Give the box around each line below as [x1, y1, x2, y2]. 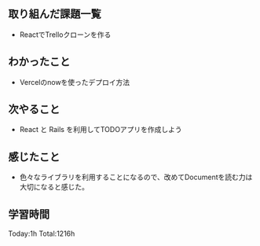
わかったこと [8, 55, 71, 68]
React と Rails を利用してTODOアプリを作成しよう [19, 125, 182, 134]
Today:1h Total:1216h [8, 229, 75, 238]
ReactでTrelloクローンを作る [19, 30, 112, 39]
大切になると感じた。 [19, 182, 89, 192]
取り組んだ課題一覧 [8, 7, 101, 21]
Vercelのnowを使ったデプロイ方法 [19, 77, 130, 86]
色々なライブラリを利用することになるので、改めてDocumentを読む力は [19, 172, 253, 182]
